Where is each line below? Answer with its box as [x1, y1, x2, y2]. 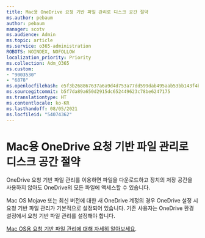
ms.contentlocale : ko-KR [6, 100, 70, 106]
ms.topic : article [6, 37, 53, 43]
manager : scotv [6, 26, 45, 32]
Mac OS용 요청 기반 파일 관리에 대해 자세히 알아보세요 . [6, 225, 137, 232]
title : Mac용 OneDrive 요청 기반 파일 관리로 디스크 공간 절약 [6, 9, 149, 15]
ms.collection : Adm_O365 [6, 60, 70, 66]
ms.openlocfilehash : [6, 83, 59, 89]
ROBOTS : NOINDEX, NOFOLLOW [6, 49, 75, 55]
